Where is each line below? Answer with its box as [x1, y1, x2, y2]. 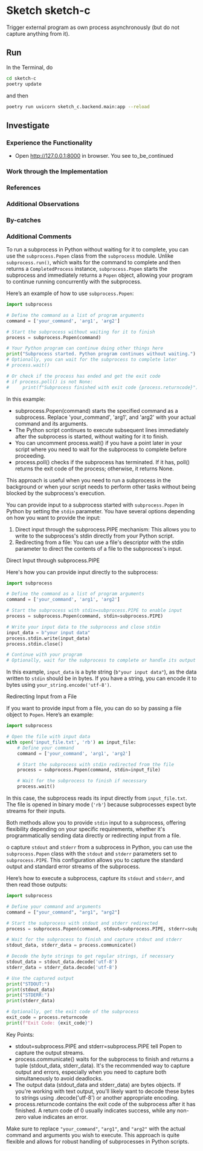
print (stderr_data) [6, 998, 56, 1004]
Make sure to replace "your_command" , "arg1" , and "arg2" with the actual [6, 1125, 185, 1132]
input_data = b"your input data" [6, 629, 91, 635]
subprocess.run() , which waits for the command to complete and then [6, 259, 181, 266]
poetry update [6, 81, 42, 87]
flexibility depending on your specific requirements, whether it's [6, 826, 166, 833]
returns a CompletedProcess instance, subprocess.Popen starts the [6, 265, 168, 273]
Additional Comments [6, 232, 72, 241]
